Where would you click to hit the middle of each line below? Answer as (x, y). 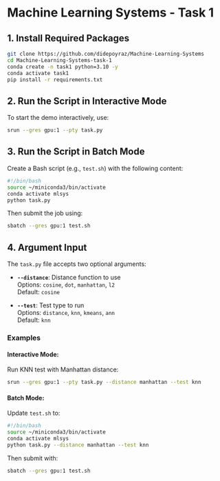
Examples (24, 338)
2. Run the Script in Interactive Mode (87, 101)
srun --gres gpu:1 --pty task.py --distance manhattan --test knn (104, 382)
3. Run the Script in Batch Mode (76, 152)
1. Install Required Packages (68, 38)
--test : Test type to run (51, 305)
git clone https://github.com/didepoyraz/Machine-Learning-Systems (106, 54)
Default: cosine (38, 292)
